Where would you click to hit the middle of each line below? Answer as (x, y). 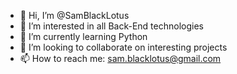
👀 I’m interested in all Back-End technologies (111, 26)
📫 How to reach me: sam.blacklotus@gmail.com (120, 58)
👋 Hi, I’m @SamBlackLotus (74, 15)
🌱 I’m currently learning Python (83, 36)
